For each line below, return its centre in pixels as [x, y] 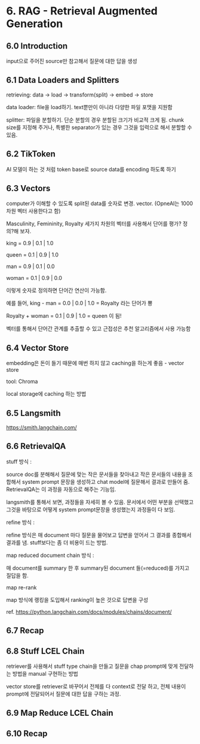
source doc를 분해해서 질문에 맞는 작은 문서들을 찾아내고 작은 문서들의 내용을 [96, 474]
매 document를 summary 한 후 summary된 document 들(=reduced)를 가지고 [98, 568]
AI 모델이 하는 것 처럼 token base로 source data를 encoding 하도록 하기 [91, 169]
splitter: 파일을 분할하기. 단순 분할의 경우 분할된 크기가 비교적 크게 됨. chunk [95, 120]
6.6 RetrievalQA [36, 446]
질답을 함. [17, 575]
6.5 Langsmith [33, 413]
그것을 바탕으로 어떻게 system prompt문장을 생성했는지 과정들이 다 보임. [91, 509]
